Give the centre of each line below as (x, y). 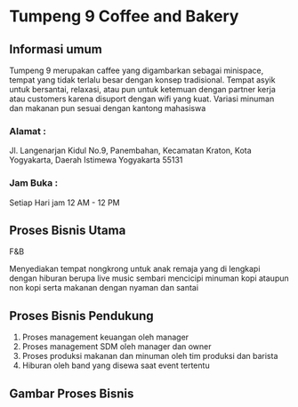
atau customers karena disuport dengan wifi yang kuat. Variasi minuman (142, 99)
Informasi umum (56, 49)
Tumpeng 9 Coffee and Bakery (124, 16)
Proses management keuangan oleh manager (105, 337)
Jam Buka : (34, 183)
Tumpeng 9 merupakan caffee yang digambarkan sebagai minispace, (137, 70)
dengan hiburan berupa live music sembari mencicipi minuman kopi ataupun (149, 278)
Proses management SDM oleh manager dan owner (117, 347)
